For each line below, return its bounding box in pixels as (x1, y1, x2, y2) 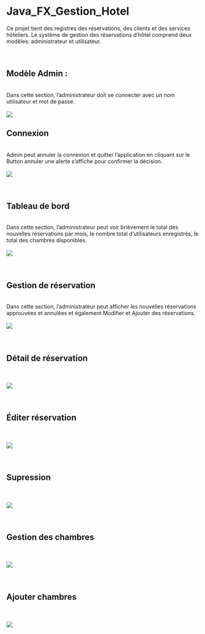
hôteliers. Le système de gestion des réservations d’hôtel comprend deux (6, 31, 192, 38)
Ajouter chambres (6, 592, 77, 602)
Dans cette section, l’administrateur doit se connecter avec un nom (6, 91, 176, 99)
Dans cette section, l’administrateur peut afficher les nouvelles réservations (6, 303, 197, 310)
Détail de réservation (6, 353, 88, 363)
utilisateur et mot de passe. (6, 97, 75, 105)
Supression (6, 472, 51, 483)
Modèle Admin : (6, 69, 68, 79)
